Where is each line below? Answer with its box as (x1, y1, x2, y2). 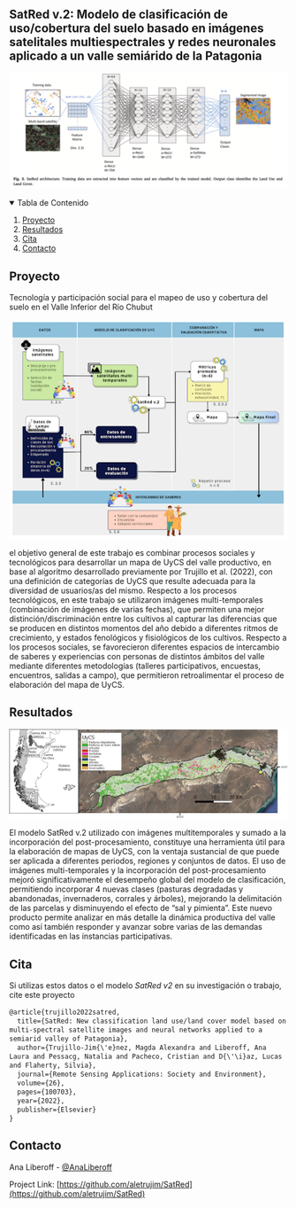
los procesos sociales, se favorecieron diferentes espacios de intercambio (9, 642, 280, 652)
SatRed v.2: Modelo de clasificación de (9, 7, 228, 22)
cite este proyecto (9, 990, 75, 1001)
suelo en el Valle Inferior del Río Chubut (9, 301, 153, 313)
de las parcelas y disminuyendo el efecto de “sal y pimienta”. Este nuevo (9, 903, 273, 914)
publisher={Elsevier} (17, 1105, 97, 1115)
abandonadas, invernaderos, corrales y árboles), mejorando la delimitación (9, 893, 283, 904)
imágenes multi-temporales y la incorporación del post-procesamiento (9, 865, 267, 876)
